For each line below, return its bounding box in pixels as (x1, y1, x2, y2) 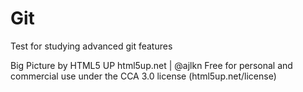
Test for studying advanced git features (10, 40, 173, 52)
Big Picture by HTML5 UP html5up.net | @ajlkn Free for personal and (10, 59, 293, 71)
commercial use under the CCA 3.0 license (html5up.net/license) (10, 70, 277, 82)
